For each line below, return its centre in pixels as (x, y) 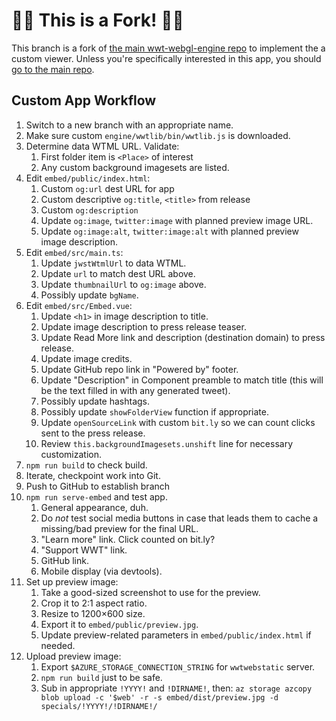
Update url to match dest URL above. (118, 273)
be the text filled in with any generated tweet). (135, 390)
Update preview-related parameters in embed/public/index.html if (176, 635)
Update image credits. (86, 358)
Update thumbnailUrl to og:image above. (123, 284)
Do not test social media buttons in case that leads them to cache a (179, 518)
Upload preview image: (73, 656)
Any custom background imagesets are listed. (135, 167)
